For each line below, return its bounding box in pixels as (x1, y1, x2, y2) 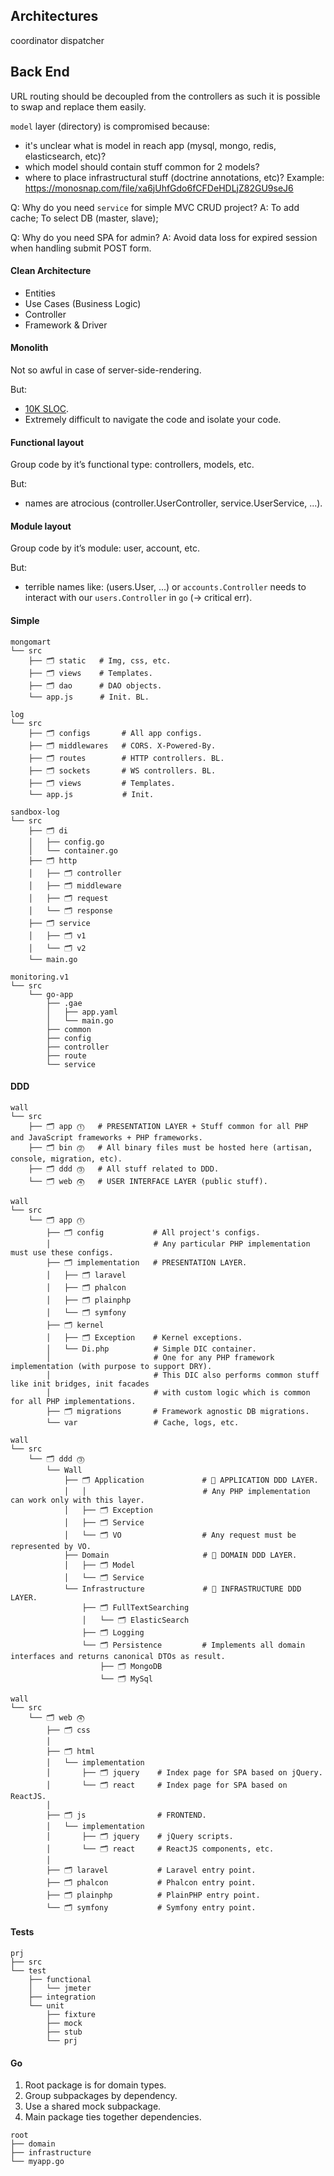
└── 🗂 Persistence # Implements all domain (81, 1640, 306, 1650)
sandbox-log (10, 807, 60, 817)
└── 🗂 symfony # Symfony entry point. (46, 1902, 257, 1913)
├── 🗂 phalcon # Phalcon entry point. (46, 1877, 257, 1888)
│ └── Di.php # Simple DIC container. (46, 1344, 257, 1354)
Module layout (10, 520, 72, 532)
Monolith (10, 342, 49, 354)
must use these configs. (10, 1247, 114, 1258)
